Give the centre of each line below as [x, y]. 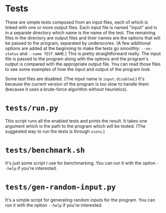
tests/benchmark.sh [45, 150]
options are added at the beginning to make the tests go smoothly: [73, 48]
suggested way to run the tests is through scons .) [55, 131]
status [12, 54]
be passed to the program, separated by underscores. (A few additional [78, 43]
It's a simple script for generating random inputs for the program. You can [80, 200]
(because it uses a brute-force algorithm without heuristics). [66, 89]
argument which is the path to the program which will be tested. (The [75, 126]
